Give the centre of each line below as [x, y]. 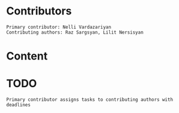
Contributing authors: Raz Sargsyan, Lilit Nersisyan [75, 32]
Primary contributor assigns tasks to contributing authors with [89, 100]
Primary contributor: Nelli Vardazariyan [59, 27]
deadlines [19, 105]
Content [27, 56]
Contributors [39, 11]
